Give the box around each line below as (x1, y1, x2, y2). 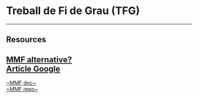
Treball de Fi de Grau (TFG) (6, 4, 140, 18)
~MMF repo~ (6, 86, 38, 93)
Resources (6, 35, 47, 45)
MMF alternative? (6, 55, 72, 65)
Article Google (6, 63, 61, 74)
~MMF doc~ (6, 79, 37, 86)
